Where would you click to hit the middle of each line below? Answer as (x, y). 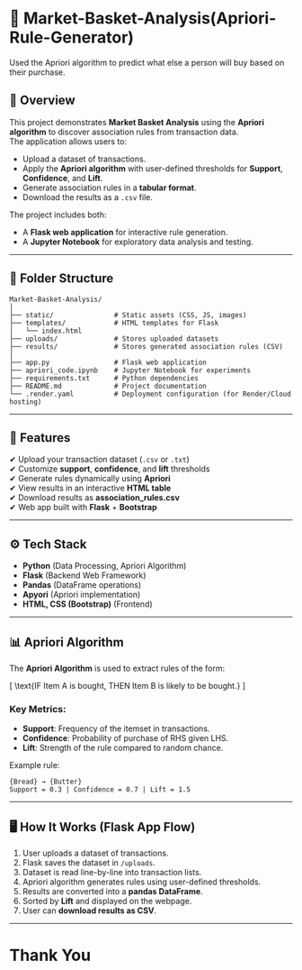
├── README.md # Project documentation (108, 386)
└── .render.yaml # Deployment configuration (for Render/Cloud (151, 394)
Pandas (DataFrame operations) (82, 585)
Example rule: (35, 765)
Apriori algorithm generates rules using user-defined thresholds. (142, 882)
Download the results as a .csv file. (87, 197)
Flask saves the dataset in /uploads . (89, 863)
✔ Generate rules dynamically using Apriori (90, 479)
